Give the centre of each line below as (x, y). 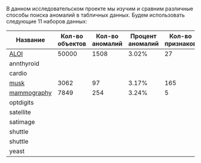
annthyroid (25, 64)
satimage (22, 122)
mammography (31, 93)
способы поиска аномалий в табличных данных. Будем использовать (96, 15)
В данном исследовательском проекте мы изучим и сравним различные (100, 9)
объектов (72, 43)
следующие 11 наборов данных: (47, 21)
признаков (180, 43)
